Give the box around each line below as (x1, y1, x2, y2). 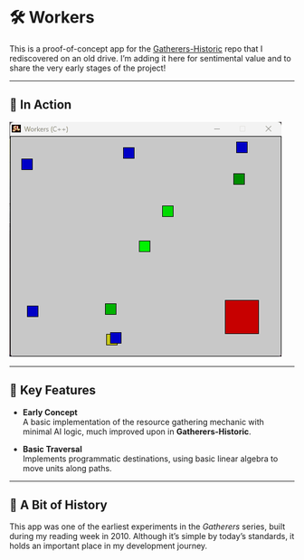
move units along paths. (22, 462, 112, 473)
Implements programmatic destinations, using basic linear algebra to (22, 453, 279, 464)
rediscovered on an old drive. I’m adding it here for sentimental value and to (9, 52, 291, 63)
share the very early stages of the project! (9, 62, 166, 73)
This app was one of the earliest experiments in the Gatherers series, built (9, 521, 286, 532)
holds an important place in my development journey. (9, 540, 208, 552)
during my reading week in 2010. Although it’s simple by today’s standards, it (9, 531, 295, 542)
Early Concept (22, 406, 79, 417)
